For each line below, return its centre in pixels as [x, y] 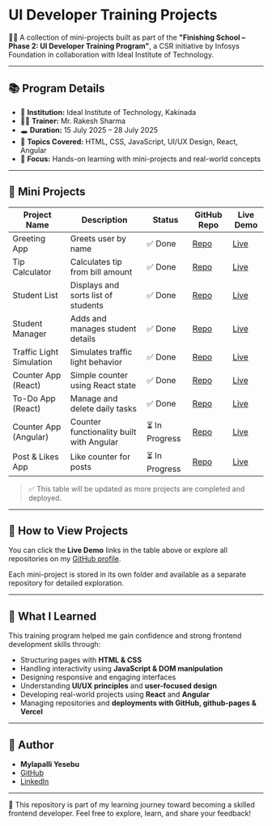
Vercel [31, 712]
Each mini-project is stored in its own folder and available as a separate [127, 575]
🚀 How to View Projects [68, 531]
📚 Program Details [57, 89]
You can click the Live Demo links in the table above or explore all [118, 550]
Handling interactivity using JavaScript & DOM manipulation [121, 669]
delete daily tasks [104, 408]
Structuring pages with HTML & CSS [81, 660]
